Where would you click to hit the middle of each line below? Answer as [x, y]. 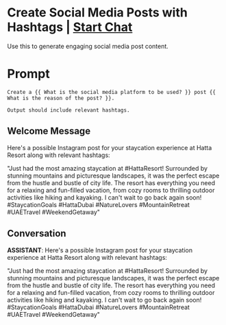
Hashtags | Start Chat [70, 27]
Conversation [37, 233]
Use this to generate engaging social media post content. [88, 46]
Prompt [28, 74]
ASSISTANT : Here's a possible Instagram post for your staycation [100, 250]
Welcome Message [49, 131]
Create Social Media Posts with [98, 13]
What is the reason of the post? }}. [61, 98]
